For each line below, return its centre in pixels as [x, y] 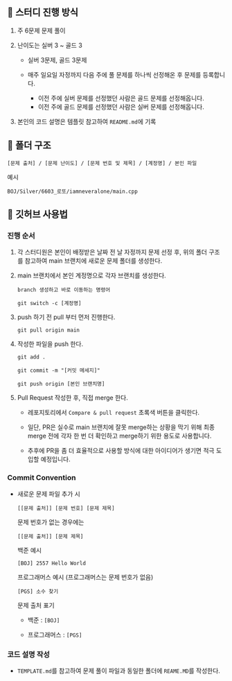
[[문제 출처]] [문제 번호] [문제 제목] [66, 508]
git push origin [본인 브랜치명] [61, 384]
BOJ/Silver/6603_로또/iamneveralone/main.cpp [73, 191]
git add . [32, 357]
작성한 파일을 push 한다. [50, 344]
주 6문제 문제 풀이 [41, 31]
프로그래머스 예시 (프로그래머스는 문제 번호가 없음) [85, 577]
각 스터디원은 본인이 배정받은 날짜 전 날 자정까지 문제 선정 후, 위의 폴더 [112, 252]
